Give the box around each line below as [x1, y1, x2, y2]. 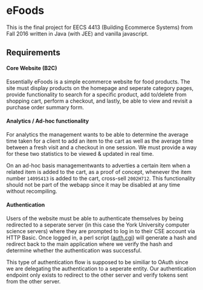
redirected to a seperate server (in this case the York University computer [6, 221, 190, 228]
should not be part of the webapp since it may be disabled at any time [6, 181, 180, 188]
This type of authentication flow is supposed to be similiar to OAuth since [6, 258, 188, 266]
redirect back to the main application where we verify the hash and [6, 240, 173, 248]
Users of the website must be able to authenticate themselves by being [6, 214, 184, 222]
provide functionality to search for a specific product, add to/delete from [6, 91, 187, 98]
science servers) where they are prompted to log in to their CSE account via [6, 227, 195, 234]
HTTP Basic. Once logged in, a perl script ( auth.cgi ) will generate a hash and [6, 234, 197, 241]
